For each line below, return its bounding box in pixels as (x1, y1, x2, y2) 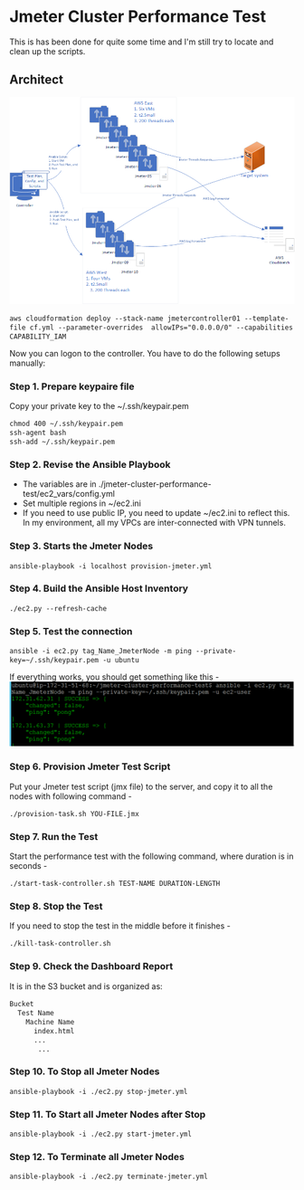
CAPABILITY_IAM (9, 332, 67, 341)
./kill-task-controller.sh (9, 939, 111, 948)
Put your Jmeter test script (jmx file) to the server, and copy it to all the (9, 781, 273, 792)
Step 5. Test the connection (9, 624, 133, 637)
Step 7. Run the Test (9, 830, 99, 843)
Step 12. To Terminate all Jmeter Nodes (9, 1151, 185, 1164)
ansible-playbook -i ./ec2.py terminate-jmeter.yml (9, 1172, 208, 1182)
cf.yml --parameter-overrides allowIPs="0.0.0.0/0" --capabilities (29, 323, 294, 332)
